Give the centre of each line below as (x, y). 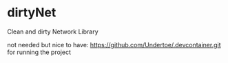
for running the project (39, 52)
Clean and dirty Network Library (53, 32)
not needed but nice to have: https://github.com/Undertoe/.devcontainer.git (114, 45)
